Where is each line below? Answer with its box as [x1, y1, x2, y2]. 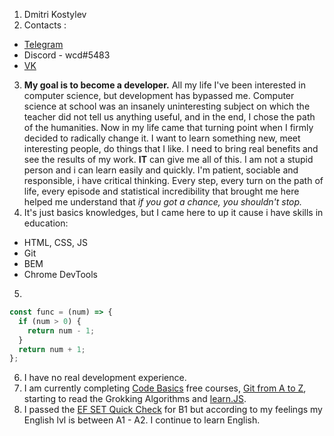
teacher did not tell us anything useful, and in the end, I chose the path [23, 111, 316, 123]
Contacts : [23, 19, 67, 31]
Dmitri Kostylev [23, 9, 87, 20]
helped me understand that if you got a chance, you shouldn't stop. [23, 196, 303, 208]
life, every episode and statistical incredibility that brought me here [23, 185, 300, 197]
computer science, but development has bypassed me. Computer [23, 90, 295, 101]
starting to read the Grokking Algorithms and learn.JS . [23, 393, 247, 405]
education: [23, 217, 69, 229]
